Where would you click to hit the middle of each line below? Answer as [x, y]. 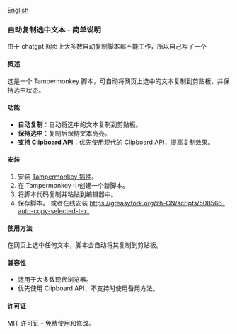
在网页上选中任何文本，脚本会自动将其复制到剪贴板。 [85, 245]
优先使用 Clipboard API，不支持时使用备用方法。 [88, 288]
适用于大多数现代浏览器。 [55, 280]
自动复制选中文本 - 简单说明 [54, 30]
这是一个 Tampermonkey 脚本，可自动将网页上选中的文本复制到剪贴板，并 [116, 81]
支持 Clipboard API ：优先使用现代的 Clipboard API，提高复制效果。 [116, 142]
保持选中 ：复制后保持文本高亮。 [64, 133]
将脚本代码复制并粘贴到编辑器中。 [67, 194]
